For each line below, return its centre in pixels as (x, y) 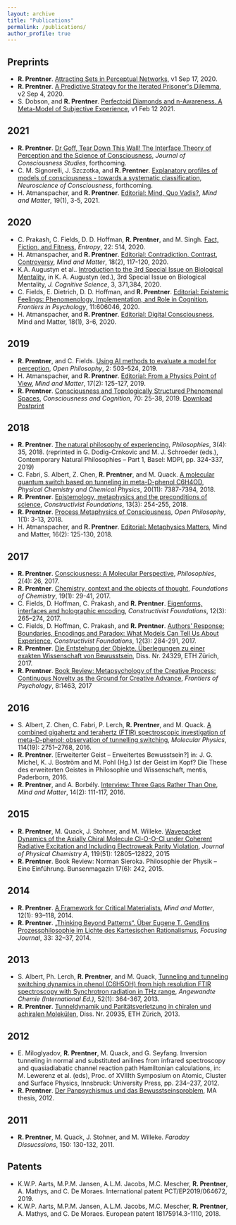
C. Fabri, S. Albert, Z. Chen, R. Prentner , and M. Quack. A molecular (116, 475)
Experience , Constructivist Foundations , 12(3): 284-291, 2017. (107, 641)
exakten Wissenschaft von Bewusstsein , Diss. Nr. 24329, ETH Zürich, (118, 656)
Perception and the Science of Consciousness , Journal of (101, 155)
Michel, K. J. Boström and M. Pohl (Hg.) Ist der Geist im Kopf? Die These (122, 762)
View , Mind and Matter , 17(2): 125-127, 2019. (82, 383)
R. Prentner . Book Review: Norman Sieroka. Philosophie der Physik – (117, 861)
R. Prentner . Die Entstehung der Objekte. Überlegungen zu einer (111, 648)
